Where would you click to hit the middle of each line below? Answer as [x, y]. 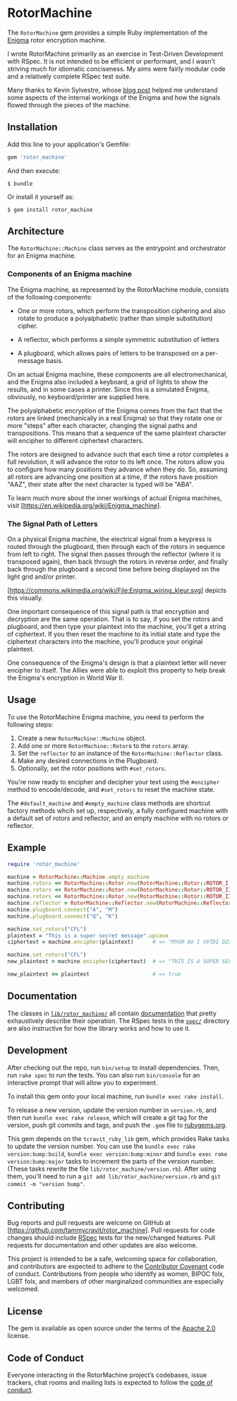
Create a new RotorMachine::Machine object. [82, 738]
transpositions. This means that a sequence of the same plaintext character [117, 433]
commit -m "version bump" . [46, 1183]
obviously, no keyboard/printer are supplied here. [79, 396]
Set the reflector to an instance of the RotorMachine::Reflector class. [120, 753]
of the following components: [50, 297]
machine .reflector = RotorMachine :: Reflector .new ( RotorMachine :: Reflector [120, 903]
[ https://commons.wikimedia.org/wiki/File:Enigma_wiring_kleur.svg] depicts [117, 591]
